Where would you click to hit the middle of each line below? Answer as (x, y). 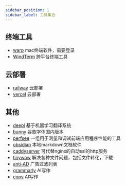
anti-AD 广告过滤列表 (35, 164)
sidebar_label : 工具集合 (30, 15)
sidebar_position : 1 (28, 10)
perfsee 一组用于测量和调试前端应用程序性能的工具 (67, 138)
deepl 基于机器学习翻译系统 (42, 125)
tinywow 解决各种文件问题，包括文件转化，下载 (63, 157)
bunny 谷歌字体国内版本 (38, 132)
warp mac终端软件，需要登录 (44, 50)
